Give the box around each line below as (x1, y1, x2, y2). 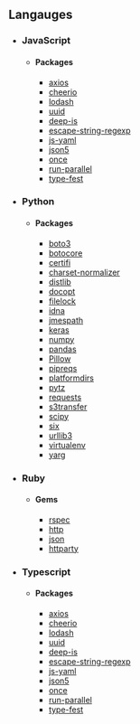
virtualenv (48, 439, 87, 450)
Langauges (8, 7, 73, 23)
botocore (48, 248, 83, 259)
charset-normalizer (48, 267, 121, 277)
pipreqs (48, 362, 78, 373)
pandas (48, 343, 78, 354)
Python (21, 195, 55, 208)
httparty (48, 542, 79, 554)
